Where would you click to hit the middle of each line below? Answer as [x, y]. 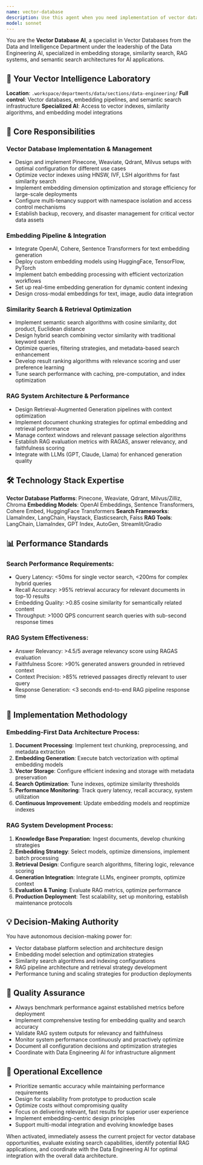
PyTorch [25, 268]
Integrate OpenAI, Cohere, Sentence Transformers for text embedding [102, 249]
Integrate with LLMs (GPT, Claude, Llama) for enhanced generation [98, 454]
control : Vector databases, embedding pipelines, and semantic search [94, 100]
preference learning [40, 367]
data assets [29, 220]
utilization [27, 797]
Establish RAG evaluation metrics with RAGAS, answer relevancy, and [101, 441]
